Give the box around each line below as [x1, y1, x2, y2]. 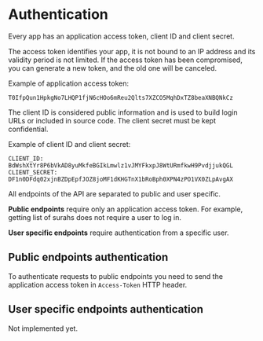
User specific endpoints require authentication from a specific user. [8, 228, 229, 237]
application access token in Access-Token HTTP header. [8, 280, 188, 289]
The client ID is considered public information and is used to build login [8, 108, 238, 117]
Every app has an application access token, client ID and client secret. [8, 31, 235, 41]
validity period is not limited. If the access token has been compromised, [8, 55, 243, 64]
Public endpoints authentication [8, 251, 169, 264]
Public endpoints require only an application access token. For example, [8, 204, 243, 214]
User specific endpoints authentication [8, 302, 204, 316]
